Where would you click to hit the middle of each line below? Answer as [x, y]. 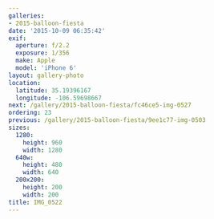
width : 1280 [42, 150]
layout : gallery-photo [46, 75]
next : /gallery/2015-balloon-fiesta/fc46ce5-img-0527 [100, 105]
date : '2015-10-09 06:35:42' [57, 30]
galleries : [26, 16]
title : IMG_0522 [35, 202]
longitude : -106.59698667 [59, 98]
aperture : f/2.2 [42, 46]
